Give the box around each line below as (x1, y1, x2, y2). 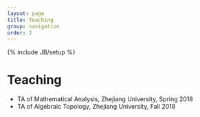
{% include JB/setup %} (7, 48, 76, 56)
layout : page (7, 10, 45, 17)
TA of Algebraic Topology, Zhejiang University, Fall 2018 (16, 103, 176, 111)
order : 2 (7, 29, 32, 36)
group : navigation (7, 23, 60, 30)
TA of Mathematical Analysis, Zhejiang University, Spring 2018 (16, 95, 194, 103)
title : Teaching (7, 17, 54, 23)
